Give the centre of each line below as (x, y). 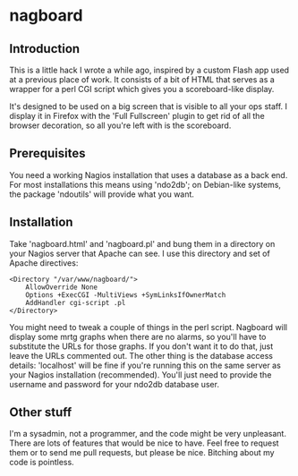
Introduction (45, 49)
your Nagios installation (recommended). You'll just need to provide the (140, 374)
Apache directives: (44, 263)
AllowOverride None (62, 287)
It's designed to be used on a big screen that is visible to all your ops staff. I (149, 106)
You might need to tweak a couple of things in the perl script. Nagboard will (149, 327)
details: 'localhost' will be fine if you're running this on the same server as (145, 365)
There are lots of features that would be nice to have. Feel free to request (144, 443)
